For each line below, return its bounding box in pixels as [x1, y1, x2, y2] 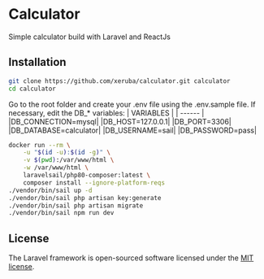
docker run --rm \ [8, 141, 71, 149]
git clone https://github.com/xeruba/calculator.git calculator [8, 76, 231, 85]
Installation [8, 55, 67, 69]
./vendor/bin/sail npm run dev [8, 209, 115, 217]
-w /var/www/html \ [23, 163, 89, 172]
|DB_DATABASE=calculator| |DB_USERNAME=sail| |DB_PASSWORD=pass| [8, 125, 258, 135]
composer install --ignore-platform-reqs [23, 178, 165, 187]
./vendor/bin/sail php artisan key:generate [8, 194, 162, 202]
